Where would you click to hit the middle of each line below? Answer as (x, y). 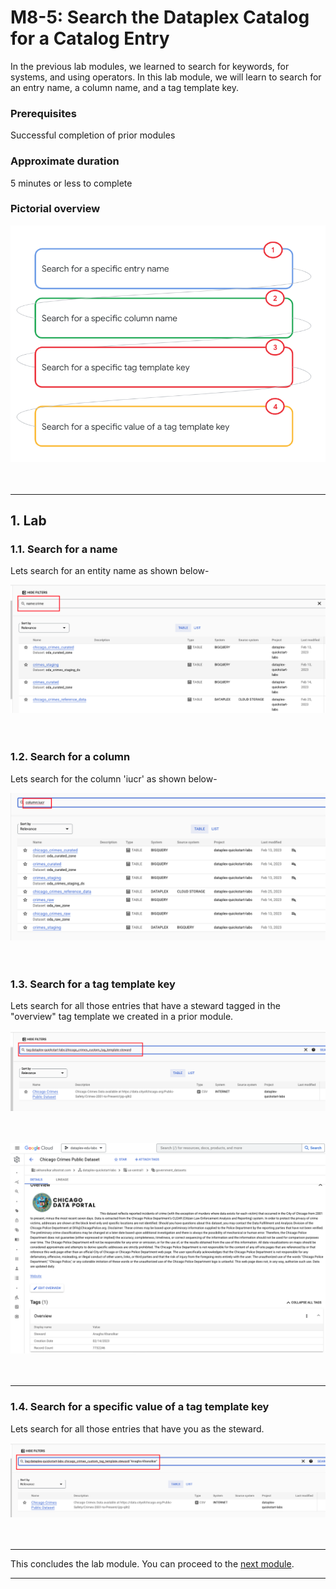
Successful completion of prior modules (93, 135)
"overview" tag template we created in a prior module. (122, 1017)
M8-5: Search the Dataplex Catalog (160, 17)
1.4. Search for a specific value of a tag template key (140, 1407)
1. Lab (28, 521)
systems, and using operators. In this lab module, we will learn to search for (166, 77)
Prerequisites (43, 113)
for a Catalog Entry (90, 38)
